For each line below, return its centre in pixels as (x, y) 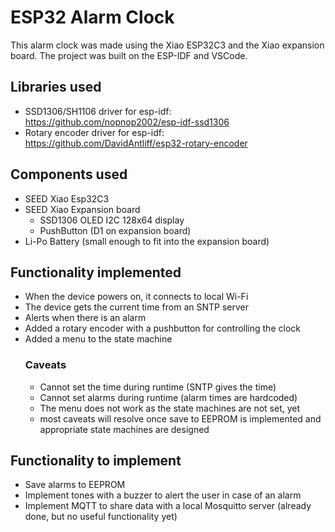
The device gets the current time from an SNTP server (136, 307)
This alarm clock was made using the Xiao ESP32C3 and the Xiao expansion (167, 45)
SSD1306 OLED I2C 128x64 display (112, 220)
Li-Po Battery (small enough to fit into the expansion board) (147, 241)
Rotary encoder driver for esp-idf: (94, 132)
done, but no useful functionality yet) (101, 517)
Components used (69, 174)
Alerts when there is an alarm (85, 318)
